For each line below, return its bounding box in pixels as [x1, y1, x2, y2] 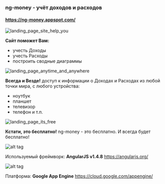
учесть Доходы [12, 48, 47, 54]
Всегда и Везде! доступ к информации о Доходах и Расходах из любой [5, 78, 160, 84]
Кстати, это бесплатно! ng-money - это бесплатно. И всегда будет [5, 128, 151, 135]
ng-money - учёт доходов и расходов [5, 4, 102, 11]
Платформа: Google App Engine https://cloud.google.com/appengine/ [5, 173, 153, 179]
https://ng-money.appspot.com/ [5, 17, 76, 23]
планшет [12, 98, 32, 105]
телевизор [12, 104, 35, 110]
